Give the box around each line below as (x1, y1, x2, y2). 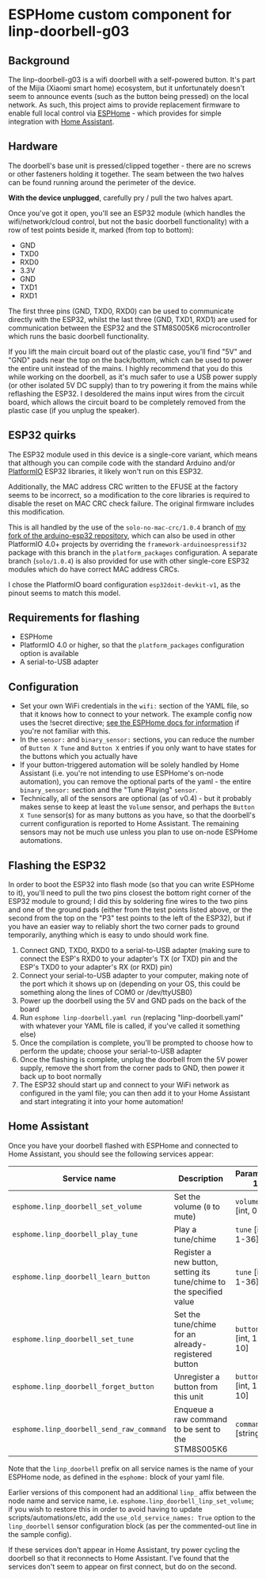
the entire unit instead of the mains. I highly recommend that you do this (8, 363, 243, 373)
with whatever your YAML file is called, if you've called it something (19, 1021, 241, 1031)
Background (8, 54, 70, 67)
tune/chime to (173, 1276, 226, 1287)
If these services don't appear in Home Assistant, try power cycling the (8, 1545, 240, 1554)
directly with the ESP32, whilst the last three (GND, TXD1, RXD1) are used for (8, 314, 257, 324)
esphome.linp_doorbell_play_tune (12, 1229, 139, 1239)
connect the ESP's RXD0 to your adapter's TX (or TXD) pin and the (19, 954, 237, 963)
